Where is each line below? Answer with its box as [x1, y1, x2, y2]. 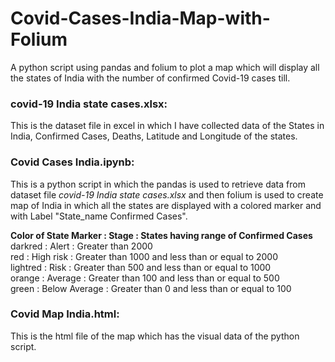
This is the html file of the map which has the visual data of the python [10, 330, 300, 342]
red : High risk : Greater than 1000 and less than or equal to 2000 [10, 250, 279, 262]
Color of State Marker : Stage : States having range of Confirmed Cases [10, 229, 313, 241]
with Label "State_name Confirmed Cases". [10, 210, 188, 222]
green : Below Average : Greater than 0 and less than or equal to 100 [10, 282, 292, 294]
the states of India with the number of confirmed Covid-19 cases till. [10, 72, 291, 84]
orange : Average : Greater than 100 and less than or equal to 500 [10, 272, 280, 284]
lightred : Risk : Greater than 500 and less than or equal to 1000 [10, 261, 272, 273]
